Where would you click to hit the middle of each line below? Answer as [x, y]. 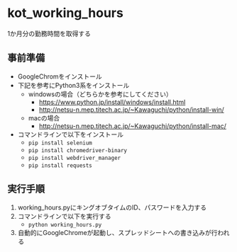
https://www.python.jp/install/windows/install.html [112, 102]
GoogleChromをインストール [60, 76]
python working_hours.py [65, 224]
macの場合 [44, 118]
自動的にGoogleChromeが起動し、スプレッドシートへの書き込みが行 [117, 232]
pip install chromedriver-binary [78, 150]
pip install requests [60, 165]
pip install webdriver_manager [75, 158]
